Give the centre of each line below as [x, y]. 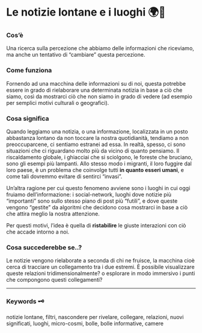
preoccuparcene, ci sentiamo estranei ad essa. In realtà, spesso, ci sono [96, 144]
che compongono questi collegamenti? [54, 280]
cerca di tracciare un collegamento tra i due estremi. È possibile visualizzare [100, 267]
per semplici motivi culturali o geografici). [58, 103]
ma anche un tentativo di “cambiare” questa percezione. [76, 55]
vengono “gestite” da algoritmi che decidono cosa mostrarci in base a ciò [97, 208]
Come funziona [29, 71]
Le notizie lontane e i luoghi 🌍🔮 [86, 12]
